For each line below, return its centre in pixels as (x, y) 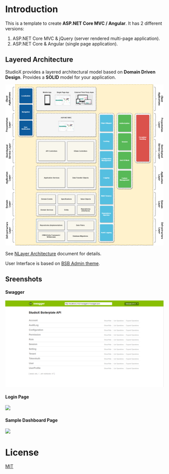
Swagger (15, 292)
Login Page (17, 397)
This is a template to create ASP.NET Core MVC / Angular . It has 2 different (84, 23)
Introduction (32, 9)
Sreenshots (24, 279)
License (22, 452)
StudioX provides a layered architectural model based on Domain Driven (80, 72)
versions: (15, 28)
